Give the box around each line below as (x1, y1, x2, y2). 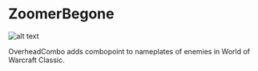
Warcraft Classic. (8, 55, 66, 65)
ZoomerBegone (8, 5, 115, 23)
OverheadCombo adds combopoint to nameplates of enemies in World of (8, 46, 251, 56)
